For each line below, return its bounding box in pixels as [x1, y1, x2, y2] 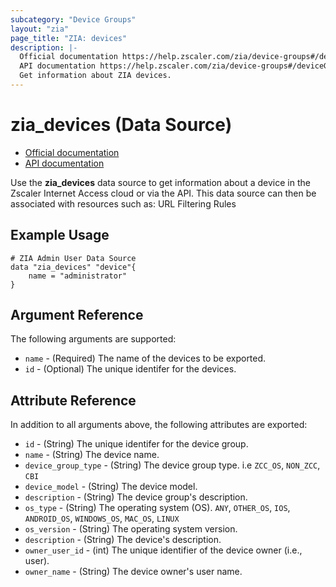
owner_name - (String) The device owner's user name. [24, 566, 243, 578]
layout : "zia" [10, 24, 70, 34]
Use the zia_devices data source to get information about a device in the [10, 176, 311, 188]
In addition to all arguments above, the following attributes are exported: [10, 419, 308, 431]
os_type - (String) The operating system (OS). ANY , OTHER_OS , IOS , [24, 502, 291, 514]
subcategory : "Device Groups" [10, 14, 137, 25]
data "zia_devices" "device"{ [10, 262, 137, 272]
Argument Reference [10, 307, 144, 324]
